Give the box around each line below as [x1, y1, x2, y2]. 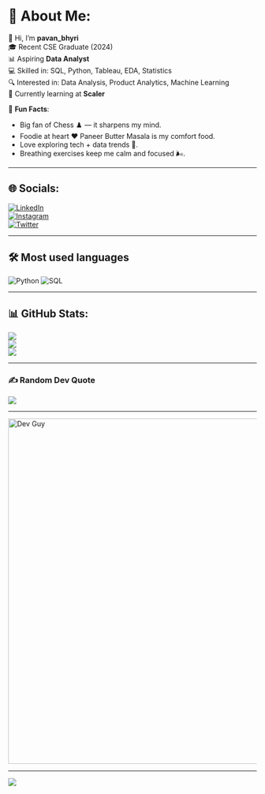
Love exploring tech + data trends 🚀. [19, 140, 139, 149]
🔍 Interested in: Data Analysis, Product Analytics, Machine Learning [8, 77, 230, 87]
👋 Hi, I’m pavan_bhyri [8, 33, 79, 43]
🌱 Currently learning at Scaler [8, 88, 105, 98]
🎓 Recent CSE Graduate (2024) [8, 42, 114, 51]
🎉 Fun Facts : [8, 104, 50, 114]
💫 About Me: [8, 7, 91, 25]
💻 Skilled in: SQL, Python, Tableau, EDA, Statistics [8, 66, 172, 75]
